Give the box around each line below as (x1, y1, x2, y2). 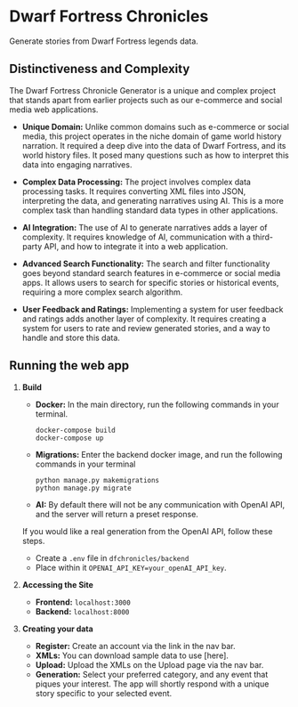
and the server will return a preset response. (35, 508, 198, 519)
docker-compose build (35, 426, 116, 435)
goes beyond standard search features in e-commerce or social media (21, 267, 281, 278)
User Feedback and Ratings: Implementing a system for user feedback (21, 304, 284, 314)
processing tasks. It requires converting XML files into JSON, (21, 185, 246, 197)
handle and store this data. (21, 332, 120, 343)
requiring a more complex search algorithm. (21, 287, 183, 297)
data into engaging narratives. (21, 158, 133, 170)
